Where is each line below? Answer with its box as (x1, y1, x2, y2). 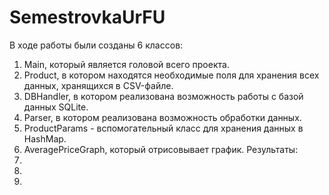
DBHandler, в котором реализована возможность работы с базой (23, 90, 304, 102)
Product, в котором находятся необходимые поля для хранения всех (23, 69, 320, 81)
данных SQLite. (23, 101, 89, 113)
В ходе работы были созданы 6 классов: (9, 39, 184, 51)
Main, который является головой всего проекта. (23, 58, 230, 70)
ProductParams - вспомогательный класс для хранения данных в (23, 122, 304, 134)
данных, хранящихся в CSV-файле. (23, 79, 174, 91)
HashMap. (23, 132, 67, 145)
